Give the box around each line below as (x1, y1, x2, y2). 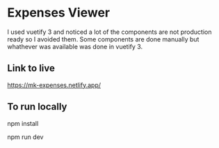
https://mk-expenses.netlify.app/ (7, 81, 102, 89)
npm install (7, 119, 39, 127)
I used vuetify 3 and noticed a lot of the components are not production (7, 28, 212, 36)
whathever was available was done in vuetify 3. (7, 42, 143, 50)
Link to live (7, 62, 56, 74)
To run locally (7, 101, 67, 113)
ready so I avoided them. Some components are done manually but (7, 35, 200, 43)
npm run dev (7, 133, 44, 141)
